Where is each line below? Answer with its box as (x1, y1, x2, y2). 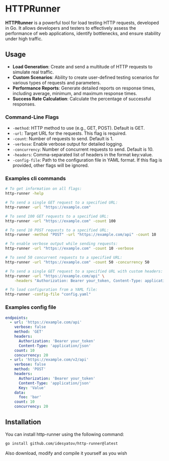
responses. (12, 101, 36, 107)
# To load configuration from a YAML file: (5, 287, 98, 292)
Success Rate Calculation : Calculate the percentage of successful (12, 96, 151, 102)
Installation (5, 418, 41, 426)
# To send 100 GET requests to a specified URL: (5, 214, 109, 219)
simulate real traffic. (12, 69, 54, 75)
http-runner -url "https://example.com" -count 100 (5, 218, 116, 224)
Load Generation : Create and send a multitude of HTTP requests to (12, 63, 152, 69)
